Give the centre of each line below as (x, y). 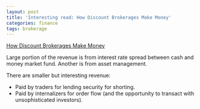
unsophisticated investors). (49, 100)
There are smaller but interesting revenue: (58, 75)
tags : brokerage (27, 29)
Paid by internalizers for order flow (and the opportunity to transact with (105, 93)
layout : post (23, 12)
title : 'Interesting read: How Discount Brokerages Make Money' (89, 17)
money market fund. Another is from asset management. (77, 64)
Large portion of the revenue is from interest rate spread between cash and (100, 57)
